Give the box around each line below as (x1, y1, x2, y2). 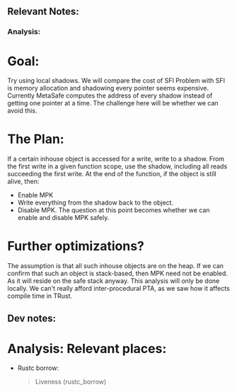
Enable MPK (17, 191, 54, 200)
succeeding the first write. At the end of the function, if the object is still (7, 170, 217, 178)
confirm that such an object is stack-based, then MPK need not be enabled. (7, 269, 229, 278)
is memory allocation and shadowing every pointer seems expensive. (7, 84, 209, 93)
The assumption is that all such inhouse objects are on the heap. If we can (7, 262, 224, 270)
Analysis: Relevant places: (7, 340, 167, 357)
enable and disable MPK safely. (17, 214, 110, 222)
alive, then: (7, 177, 40, 186)
